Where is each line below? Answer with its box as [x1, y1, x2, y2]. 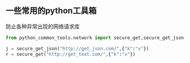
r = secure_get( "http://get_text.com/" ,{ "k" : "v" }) [5, 51, 136, 57]
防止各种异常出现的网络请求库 [5, 23, 80, 30]
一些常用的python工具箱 [5, 5, 97, 16]
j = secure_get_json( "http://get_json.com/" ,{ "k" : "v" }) [5, 46, 149, 52]
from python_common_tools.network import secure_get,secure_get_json [5, 35, 185, 41]
